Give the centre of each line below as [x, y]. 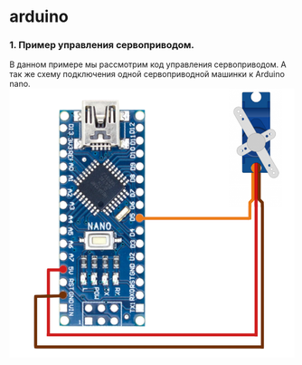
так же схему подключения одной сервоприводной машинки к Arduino [147, 74]
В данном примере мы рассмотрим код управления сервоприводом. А [148, 64]
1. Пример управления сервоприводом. [102, 45]
